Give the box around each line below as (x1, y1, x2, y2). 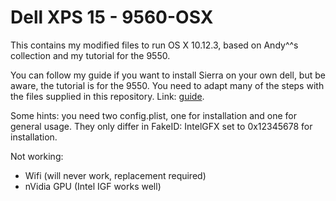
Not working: (10, 150, 64, 162)
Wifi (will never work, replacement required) (24, 169, 207, 181)
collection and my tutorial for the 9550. (10, 49, 171, 61)
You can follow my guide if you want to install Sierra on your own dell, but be (10, 69, 326, 81)
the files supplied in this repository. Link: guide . (10, 90, 205, 102)
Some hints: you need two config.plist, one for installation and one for (10, 109, 298, 121)
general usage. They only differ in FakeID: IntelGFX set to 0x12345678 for (10, 120, 313, 132)
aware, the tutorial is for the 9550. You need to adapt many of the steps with (10, 79, 325, 91)
